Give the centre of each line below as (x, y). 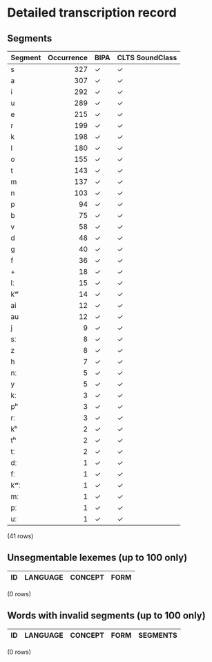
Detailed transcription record (92, 13)
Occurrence (68, 58)
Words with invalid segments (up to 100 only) (106, 616)
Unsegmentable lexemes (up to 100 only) (97, 558)
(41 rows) (20, 536)
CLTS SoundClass (147, 58)
